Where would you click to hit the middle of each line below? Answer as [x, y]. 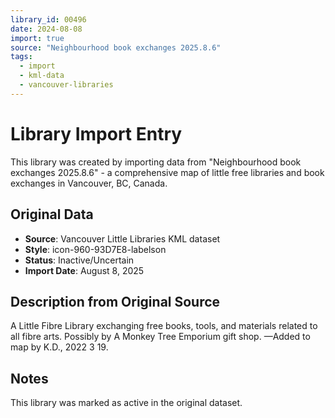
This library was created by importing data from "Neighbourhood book [156, 162]
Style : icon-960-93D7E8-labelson [95, 249]
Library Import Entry [96, 133]
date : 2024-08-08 [46, 29]
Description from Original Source [115, 301]
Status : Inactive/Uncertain [79, 260]
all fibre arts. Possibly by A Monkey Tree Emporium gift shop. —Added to [160, 337]
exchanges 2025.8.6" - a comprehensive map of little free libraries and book [167, 172]
